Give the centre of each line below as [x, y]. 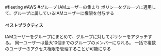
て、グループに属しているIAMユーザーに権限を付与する [60, 13]
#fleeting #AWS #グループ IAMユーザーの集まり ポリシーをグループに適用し [80, 7]
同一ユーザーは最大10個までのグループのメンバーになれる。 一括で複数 [85, 43]
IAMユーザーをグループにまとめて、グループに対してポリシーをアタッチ [76, 37]
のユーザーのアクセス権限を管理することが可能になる [58, 49]
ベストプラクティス [24, 25]
